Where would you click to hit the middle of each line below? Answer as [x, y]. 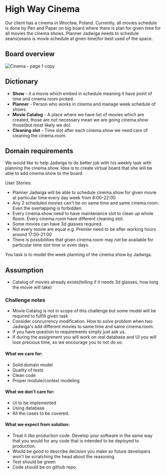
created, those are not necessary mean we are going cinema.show [80, 120]
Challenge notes [25, 300]
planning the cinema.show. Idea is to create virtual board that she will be [79, 168]
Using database [28, 408]
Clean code [24, 375]
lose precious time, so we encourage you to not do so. [68, 343]
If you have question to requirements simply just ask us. [69, 332]
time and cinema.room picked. [43, 99]
